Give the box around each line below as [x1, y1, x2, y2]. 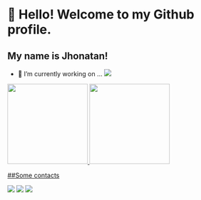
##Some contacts [7, 171, 60, 179]
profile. [7, 21, 52, 38]
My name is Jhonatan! [7, 50, 108, 62]
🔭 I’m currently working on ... [17, 70, 103, 78]
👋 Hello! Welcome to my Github [7, 6, 195, 23]
